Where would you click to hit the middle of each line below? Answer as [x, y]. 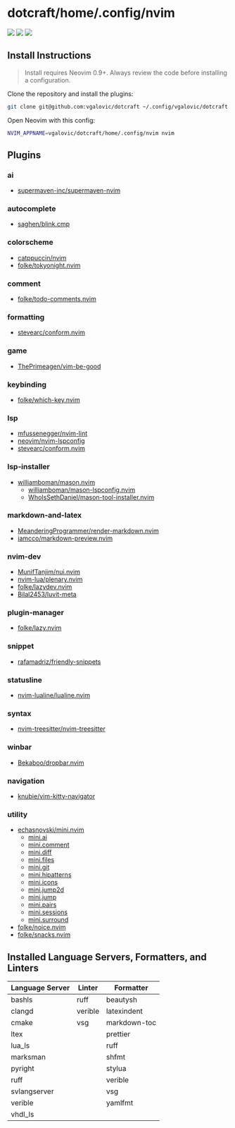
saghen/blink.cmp [44, 224]
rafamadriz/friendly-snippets [59, 662]
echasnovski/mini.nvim [51, 830]
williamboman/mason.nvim [56, 482]
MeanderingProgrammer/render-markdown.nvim [88, 530]
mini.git [39, 867]
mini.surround [48, 920]
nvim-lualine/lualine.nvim [53, 696]
